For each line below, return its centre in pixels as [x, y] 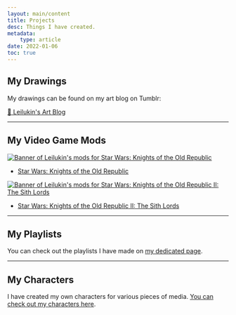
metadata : [22, 33]
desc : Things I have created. [52, 27]
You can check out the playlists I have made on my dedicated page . [105, 251]
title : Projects [31, 20]
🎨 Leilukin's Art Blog [37, 112]
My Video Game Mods [57, 141]
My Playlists [34, 234]
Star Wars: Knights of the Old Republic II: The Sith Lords [98, 206]
